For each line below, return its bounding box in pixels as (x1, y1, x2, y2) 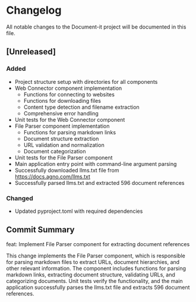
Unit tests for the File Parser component (14, 154, 113, 161)
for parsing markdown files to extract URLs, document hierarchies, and (6, 258, 180, 265)
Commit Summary (6, 225, 75, 235)
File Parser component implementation (14, 122, 110, 130)
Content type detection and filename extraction (23, 103, 140, 111)
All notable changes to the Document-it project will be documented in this (6, 23, 186, 30)
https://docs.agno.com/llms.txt (14, 173, 91, 180)
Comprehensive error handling (23, 109, 99, 117)
